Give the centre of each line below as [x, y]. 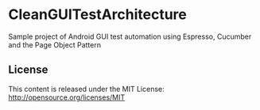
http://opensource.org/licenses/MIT [67, 97]
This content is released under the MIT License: [86, 89]
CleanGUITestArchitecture [97, 15]
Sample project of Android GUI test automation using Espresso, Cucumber [130, 36]
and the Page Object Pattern [55, 44]
